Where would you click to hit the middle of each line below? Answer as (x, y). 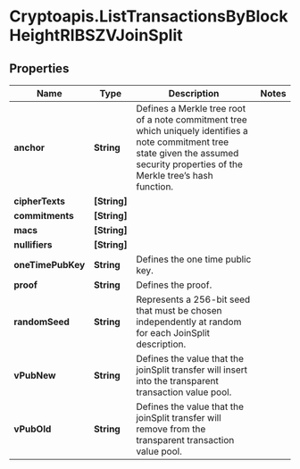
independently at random (189, 322)
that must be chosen (179, 310)
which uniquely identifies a (192, 131)
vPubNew (35, 375)
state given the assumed (187, 153)
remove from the (171, 429)
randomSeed (42, 322)
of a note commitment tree (192, 120)
